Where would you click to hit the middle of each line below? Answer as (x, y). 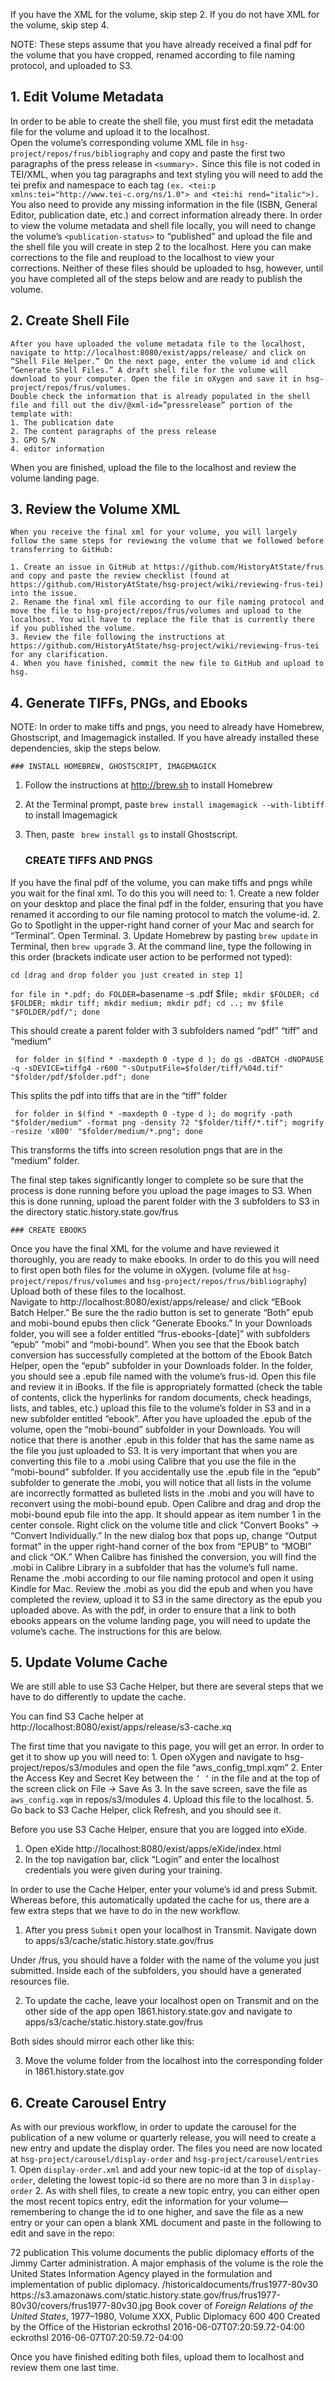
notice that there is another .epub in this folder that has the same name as (162, 1440)
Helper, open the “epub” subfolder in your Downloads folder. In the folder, (162, 1365)
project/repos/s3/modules (64, 1768)
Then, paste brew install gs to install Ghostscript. (131, 835)
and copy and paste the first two (218, 153)
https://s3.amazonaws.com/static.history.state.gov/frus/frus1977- (145, 2295)
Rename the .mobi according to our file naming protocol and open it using (162, 1578)
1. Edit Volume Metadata (87, 97)
